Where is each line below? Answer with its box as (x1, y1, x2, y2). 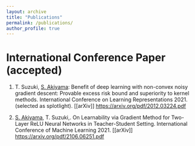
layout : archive (6, 8, 47, 15)
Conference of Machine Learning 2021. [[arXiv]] (14, 126, 133, 134)
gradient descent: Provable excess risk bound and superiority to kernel (14, 90, 190, 97)
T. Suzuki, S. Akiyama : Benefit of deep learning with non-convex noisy (14, 83, 188, 91)
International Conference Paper (6, 51, 166, 64)
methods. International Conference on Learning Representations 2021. (14, 96, 188, 103)
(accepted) (6, 64, 63, 77)
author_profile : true (6, 25, 60, 32)
